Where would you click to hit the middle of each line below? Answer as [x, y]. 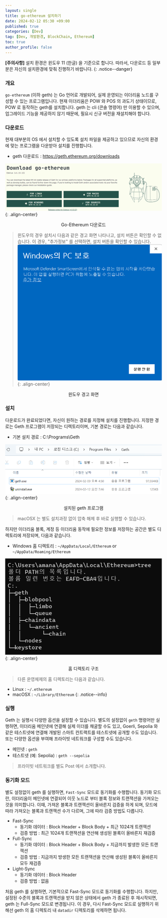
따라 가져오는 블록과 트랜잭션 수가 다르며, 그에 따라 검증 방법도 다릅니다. [75, 811]
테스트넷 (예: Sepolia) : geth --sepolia [51, 756]
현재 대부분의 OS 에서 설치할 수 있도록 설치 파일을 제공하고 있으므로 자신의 [77, 139]
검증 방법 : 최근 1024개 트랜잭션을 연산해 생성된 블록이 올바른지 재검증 [87, 833]
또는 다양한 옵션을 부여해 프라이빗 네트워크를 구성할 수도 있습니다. [69, 739]
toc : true [15, 42]
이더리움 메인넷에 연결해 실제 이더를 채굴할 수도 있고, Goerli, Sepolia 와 [89, 726]
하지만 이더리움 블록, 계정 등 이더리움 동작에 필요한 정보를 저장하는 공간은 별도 [81, 529]
